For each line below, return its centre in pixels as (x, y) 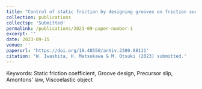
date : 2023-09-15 (28, 39)
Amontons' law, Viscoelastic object (50, 79)
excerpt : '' (21, 34)
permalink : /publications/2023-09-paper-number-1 (70, 28)
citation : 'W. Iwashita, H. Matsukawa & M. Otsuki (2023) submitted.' (96, 56)
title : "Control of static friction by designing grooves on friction (96, 12)
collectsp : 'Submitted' (36, 23)
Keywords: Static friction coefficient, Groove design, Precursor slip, (90, 73)
